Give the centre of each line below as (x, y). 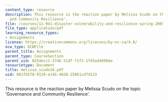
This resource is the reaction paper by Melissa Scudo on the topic (73, 89)
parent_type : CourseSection (34, 56)
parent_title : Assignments (33, 51)
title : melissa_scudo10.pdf (34, 70)
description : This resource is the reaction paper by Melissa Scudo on (81, 14)
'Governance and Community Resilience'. (47, 94)
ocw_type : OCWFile (24, 47)
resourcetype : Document (30, 65)
